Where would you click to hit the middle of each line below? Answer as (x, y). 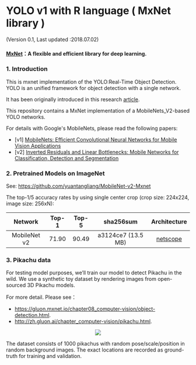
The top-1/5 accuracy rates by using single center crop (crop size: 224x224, (98, 198)
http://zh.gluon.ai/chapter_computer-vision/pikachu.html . (83, 321)
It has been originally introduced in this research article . (73, 99)
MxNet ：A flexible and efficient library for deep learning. (76, 53)
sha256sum (121, 222)
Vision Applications (38, 146)
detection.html (32, 315)
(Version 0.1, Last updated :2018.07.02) (52, 39)
